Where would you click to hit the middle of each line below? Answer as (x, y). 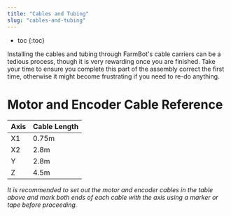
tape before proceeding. (42, 205)
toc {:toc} (31, 40)
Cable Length (56, 127)
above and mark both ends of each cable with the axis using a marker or (113, 198)
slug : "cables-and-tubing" (47, 20)
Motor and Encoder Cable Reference (115, 104)
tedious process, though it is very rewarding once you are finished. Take (111, 61)
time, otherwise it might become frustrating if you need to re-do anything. (113, 76)
